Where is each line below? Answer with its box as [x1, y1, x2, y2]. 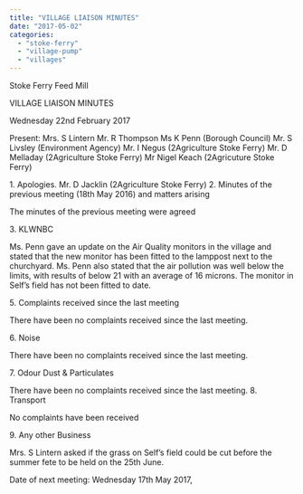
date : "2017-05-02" [9, 22, 83, 31]
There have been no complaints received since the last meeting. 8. [9, 385, 258, 395]
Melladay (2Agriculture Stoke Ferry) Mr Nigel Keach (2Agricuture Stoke [9, 152, 275, 163]
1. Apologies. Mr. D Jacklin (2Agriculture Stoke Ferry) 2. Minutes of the [9, 179, 273, 190]
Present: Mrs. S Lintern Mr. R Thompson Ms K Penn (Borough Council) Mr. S [9, 133, 293, 143]
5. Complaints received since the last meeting [9, 298, 179, 308]
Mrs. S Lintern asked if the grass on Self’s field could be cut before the [9, 447, 273, 458]
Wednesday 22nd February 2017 [9, 115, 131, 126]
